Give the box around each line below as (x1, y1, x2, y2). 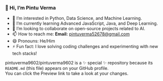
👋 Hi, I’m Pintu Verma (5, 4, 56, 11)
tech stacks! (12, 50, 37, 56)
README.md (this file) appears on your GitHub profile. (5, 65, 109, 71)
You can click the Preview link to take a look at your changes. (5, 70, 129, 77)
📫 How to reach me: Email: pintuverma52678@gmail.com (12, 31, 130, 37)
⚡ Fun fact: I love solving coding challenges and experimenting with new (12, 44, 158, 49)
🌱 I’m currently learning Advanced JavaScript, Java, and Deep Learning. (12, 20, 158, 26)
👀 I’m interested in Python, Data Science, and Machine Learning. (12, 16, 142, 21)
